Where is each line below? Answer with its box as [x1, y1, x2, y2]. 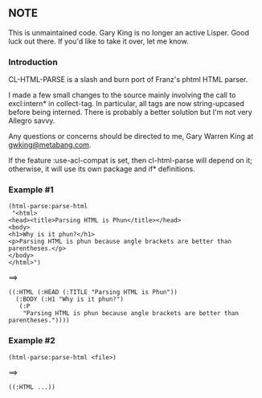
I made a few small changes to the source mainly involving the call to [8, 90, 236, 100]
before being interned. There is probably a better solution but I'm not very [8, 108, 253, 117]
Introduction [8, 56, 58, 68]
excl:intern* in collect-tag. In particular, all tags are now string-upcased [8, 99, 245, 109]
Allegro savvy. [8, 116, 55, 125]
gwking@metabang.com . [8, 140, 92, 150]
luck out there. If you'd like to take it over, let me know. [8, 36, 189, 46]
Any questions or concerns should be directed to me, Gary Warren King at [8, 132, 254, 142]
